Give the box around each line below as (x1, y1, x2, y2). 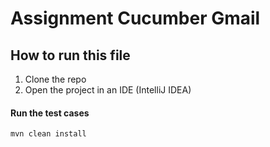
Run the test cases (10, 107, 90, 119)
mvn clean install (10, 129, 87, 139)
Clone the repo (24, 73, 87, 85)
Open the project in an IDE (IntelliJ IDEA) (24, 84, 192, 96)
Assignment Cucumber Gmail (10, 7, 261, 30)
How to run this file (10, 47, 131, 64)
